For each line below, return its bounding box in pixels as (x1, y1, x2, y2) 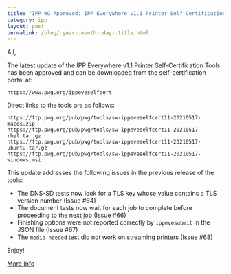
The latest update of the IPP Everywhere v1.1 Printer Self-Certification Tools (7, 61, 221, 69)
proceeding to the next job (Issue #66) (16, 211, 126, 220)
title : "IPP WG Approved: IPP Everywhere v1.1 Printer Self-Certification (7, 10, 226, 17)
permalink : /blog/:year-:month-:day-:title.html (7, 29, 149, 36)
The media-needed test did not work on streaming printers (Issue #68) (16, 233, 213, 241)
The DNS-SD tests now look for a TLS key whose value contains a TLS (16, 190, 217, 198)
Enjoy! (7, 247, 25, 255)
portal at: (7, 76, 33, 84)
